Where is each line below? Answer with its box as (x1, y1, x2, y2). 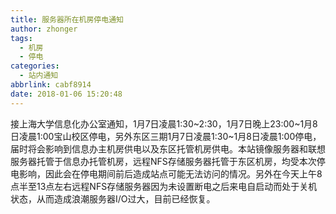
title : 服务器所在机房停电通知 (10, 14, 124, 25)
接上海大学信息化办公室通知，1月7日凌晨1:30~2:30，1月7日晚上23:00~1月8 (10, 117, 318, 130)
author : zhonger (10, 24, 78, 34)
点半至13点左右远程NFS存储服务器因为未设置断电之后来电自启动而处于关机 (10, 180, 318, 192)
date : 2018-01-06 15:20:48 (10, 89, 123, 99)
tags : (10, 33, 33, 43)
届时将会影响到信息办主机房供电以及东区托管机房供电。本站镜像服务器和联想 (10, 142, 326, 155)
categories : (10, 61, 60, 71)
